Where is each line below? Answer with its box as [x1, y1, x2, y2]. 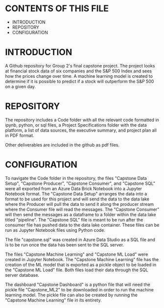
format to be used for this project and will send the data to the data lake [5, 196, 149, 202]
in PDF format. [5, 132, 34, 138]
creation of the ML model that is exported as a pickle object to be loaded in [5, 262, 157, 267]
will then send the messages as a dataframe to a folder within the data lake [5, 211, 156, 218]
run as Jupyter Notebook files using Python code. [5, 227, 105, 233]
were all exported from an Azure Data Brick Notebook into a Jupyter [5, 185, 142, 191]
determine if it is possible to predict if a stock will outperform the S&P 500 [5, 78, 154, 84]
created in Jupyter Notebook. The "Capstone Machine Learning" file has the [5, 256, 159, 262]
